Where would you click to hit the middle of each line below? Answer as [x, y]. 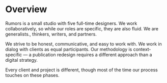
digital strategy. [22, 60]
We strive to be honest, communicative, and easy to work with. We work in [83, 44]
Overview [26, 9]
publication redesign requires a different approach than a [92, 55]
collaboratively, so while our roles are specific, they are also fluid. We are [82, 28]
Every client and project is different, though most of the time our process [81, 70]
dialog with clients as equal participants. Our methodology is [69, 49]
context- [142, 49]
